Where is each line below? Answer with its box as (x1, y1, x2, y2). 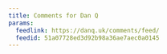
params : (8, 19, 35, 27)
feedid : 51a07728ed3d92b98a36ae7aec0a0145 (15, 33, 160, 42)
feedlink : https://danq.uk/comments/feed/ (15, 26, 160, 34)
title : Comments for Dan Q (8, 11, 99, 20)
